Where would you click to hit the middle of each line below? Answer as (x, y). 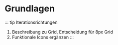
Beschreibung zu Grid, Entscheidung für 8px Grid (62, 32)
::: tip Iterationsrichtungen (31, 22)
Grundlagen (30, 9)
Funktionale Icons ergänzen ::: (43, 37)
